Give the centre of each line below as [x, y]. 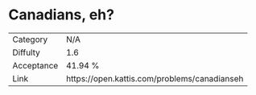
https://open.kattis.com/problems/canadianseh [155, 78]
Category [30, 39]
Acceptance [35, 65]
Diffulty [26, 52]
